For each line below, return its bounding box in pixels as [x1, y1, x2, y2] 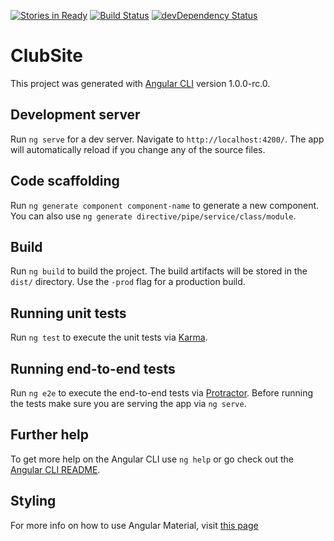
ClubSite [10, 45, 83, 67]
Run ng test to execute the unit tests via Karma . [10, 331, 208, 344]
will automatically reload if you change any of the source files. [10, 143, 266, 155]
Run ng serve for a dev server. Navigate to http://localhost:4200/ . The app [10, 133, 325, 145]
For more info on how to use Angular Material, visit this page [10, 519, 259, 531]
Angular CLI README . [10, 463, 101, 475]
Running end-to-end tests [10, 360, 176, 377]
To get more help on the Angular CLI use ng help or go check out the [10, 453, 294, 465]
